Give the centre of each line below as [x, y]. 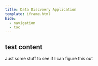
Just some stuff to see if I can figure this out [49, 58]
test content [24, 47]
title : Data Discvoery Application [41, 9]
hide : [10, 18]
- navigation [22, 23]
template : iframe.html [28, 14]
